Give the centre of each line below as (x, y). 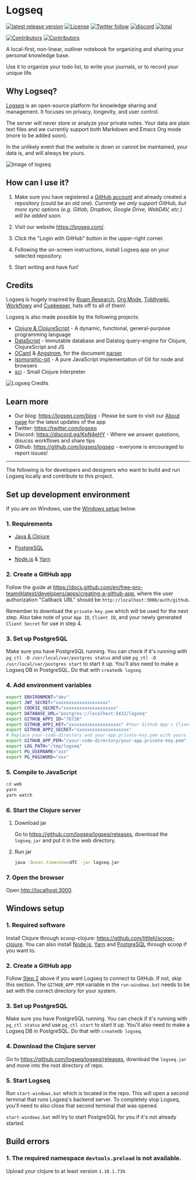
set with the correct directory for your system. (61, 991)
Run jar (23, 852)
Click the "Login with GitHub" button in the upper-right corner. (89, 238)
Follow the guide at (29, 587)
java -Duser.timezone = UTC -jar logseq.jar (67, 862)
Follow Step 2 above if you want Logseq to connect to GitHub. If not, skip (94, 979)
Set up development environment (68, 494)
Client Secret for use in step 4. (44, 623)
